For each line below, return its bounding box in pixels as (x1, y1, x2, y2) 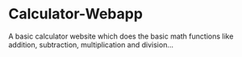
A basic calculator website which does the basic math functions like (8, 31, 234, 41)
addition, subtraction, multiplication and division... (8, 39, 174, 49)
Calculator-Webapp (8, 5, 144, 23)
